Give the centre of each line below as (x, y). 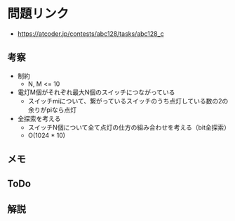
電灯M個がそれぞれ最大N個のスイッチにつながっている (96, 92)
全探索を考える (39, 118)
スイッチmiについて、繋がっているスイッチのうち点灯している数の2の (128, 101)
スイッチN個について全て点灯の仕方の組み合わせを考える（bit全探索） (129, 127)
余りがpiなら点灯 (52, 110)
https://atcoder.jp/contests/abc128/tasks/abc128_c (90, 33)
